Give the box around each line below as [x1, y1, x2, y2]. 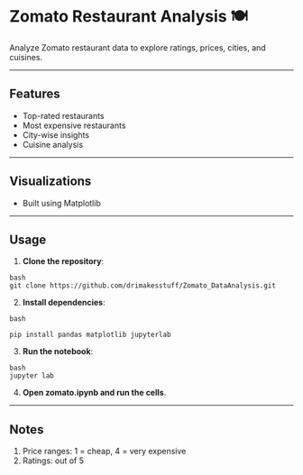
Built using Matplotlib [22, 197, 101, 208]
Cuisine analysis [22, 139, 84, 150]
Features [9, 87, 60, 102]
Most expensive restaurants [22, 120, 126, 131]
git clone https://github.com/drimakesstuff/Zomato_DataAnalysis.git [9, 281, 277, 290]
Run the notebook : [22, 346, 94, 357]
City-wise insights [22, 129, 90, 140]
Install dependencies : [22, 297, 106, 308]
